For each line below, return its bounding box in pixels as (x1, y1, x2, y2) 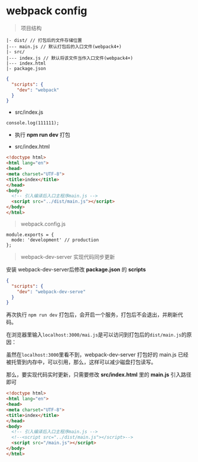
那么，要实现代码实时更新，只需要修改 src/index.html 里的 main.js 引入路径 (6, 371, 191, 378)
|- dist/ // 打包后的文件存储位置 (6, 37, 82, 43)
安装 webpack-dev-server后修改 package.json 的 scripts (6, 265, 146, 273)
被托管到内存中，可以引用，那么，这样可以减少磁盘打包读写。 (6, 358, 157, 365)
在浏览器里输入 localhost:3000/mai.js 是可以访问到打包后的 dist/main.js (6, 331, 182, 338)
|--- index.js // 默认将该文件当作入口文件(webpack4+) (6, 55, 134, 61)
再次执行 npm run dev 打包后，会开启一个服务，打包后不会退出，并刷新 (6, 311, 178, 318)
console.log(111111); (6, 120, 60, 126)
